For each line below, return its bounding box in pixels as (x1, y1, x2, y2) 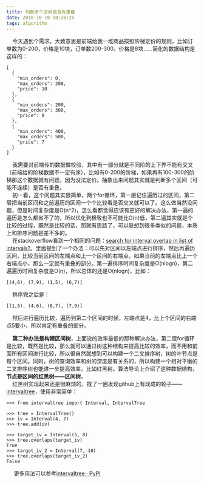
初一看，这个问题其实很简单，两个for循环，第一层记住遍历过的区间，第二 (12, 192, 195, 199)
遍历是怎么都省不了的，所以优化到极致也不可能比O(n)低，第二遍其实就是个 (6, 214, 193, 221)
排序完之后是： (12, 291, 50, 298)
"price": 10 (17, 86, 47, 92)
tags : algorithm (6, 20, 47, 26)
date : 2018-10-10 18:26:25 (6, 15, 75, 21)
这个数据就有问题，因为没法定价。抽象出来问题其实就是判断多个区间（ (16, 177, 192, 184)
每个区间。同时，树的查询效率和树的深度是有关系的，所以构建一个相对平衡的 (6, 357, 198, 365)
